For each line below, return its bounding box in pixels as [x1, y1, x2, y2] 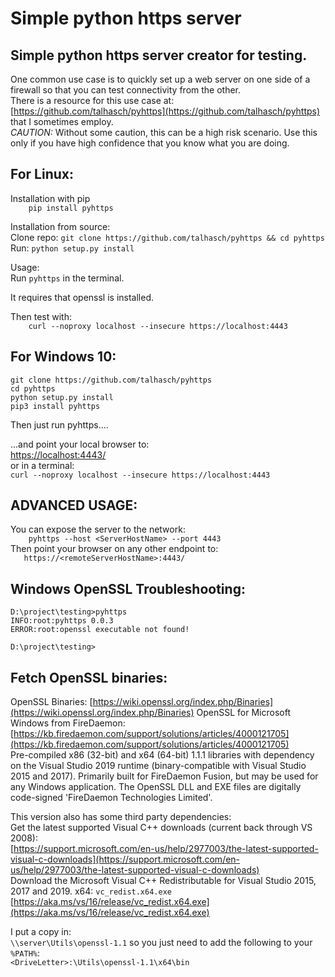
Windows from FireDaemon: [10, 717, 126, 729]
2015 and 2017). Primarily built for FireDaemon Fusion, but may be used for [10, 770, 319, 782]
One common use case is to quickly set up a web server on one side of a [10, 73, 311, 85]
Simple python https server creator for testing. [10, 47, 308, 64]
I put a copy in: [10, 926, 72, 938]
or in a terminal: [10, 459, 75, 471]
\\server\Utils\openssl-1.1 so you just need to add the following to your [10, 937, 313, 949]
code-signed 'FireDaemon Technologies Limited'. [10, 792, 213, 804]
